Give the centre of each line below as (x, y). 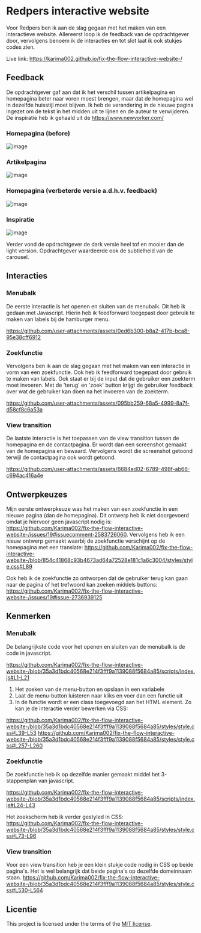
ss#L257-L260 (25, 746)
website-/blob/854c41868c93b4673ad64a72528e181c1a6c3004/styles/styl (100, 560)
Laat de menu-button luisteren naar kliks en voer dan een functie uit (99, 695)
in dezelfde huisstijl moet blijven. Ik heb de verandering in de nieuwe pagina (100, 105)
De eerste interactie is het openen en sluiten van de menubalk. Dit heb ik (96, 306)
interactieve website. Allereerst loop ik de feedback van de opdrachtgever (98, 34)
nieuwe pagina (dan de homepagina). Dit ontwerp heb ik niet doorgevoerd (97, 516)
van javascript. (56, 781)
